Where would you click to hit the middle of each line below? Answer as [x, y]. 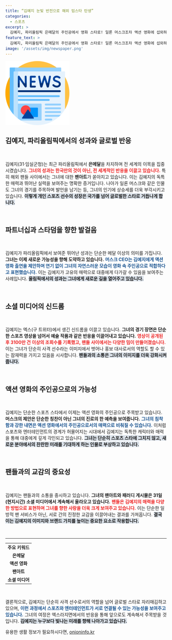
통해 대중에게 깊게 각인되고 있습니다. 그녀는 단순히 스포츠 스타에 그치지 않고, [86, 438]
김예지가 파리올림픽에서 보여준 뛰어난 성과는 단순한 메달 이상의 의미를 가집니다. [84, 253]
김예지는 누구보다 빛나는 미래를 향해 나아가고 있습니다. [74, 621]
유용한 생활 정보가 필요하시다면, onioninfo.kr [50, 632]
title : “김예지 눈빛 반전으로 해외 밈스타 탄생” [49, 11]
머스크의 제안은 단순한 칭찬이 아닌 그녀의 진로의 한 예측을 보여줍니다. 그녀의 [80, 419]
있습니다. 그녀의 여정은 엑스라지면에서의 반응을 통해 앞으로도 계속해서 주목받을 [83, 615]
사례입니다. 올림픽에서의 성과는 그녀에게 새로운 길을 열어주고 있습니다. [74, 279]
